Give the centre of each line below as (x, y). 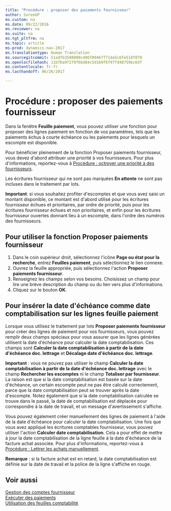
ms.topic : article (25, 43)
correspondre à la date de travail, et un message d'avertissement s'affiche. (84, 406)
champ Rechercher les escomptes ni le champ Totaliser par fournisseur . (83, 374)
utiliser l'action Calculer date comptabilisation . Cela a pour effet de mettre (84, 432)
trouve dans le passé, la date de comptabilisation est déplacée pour (76, 401)
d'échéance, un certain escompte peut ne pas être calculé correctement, (82, 385)
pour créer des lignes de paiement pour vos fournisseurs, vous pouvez (80, 331)
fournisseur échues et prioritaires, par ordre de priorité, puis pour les (77, 205)
